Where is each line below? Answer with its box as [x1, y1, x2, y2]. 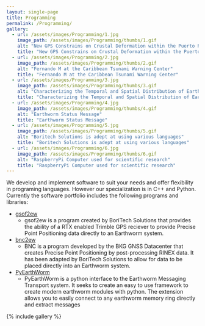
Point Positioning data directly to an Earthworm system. [24, 230, 164, 237]
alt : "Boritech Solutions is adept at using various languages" [17, 134, 184, 140]
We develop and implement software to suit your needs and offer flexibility [6, 179, 194, 186]
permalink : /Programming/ [6, 20, 72, 26]
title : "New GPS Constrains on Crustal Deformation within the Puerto [17, 49, 201, 55]
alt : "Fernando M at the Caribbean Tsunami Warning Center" [17, 65, 173, 72]
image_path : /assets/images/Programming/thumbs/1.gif [17, 37, 157, 43]
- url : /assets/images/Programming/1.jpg [12, 32, 119, 38]
